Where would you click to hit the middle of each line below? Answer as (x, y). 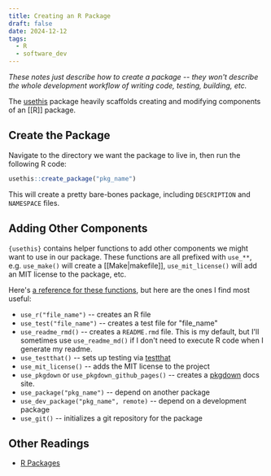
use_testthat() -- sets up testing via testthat (95, 357)
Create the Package (59, 135)
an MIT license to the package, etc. (68, 274)
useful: (20, 299)
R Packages (40, 463)
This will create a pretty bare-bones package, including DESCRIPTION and (129, 194)
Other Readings (49, 443)
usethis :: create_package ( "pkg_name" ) (72, 179)
